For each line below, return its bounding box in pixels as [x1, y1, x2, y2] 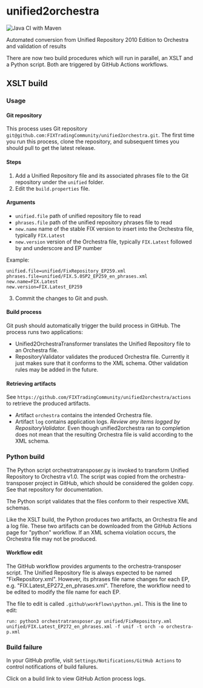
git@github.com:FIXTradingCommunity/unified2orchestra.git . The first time [6, 132, 195, 139]
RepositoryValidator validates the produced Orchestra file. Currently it [15, 353, 190, 361]
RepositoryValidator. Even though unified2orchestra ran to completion [15, 424, 190, 432]
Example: [6, 256, 30, 264]
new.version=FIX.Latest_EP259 [6, 284, 83, 290]
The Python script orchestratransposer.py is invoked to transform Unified [6, 466, 189, 474]
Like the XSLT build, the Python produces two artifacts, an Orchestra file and [6, 516, 198, 523]
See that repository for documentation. [6, 486, 104, 493]
